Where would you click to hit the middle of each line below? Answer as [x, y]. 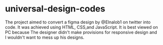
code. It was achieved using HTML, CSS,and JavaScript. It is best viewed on [81, 27]
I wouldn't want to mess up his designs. [45, 37]
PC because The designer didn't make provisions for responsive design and [81, 32]
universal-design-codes [55, 9]
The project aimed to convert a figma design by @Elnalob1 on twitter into [78, 22]
